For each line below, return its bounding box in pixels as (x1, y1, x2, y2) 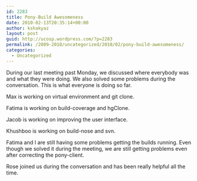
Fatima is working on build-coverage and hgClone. (6, 104, 130, 111)
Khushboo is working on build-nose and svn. (6, 127, 116, 134)
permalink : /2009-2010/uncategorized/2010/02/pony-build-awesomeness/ (6, 42, 185, 48)
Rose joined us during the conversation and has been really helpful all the (6, 163, 186, 170)
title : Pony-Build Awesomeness (6, 14, 84, 20)
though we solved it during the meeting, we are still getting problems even (6, 145, 188, 152)
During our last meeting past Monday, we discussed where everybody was (6, 69, 189, 76)
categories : (6, 47, 36, 53)
